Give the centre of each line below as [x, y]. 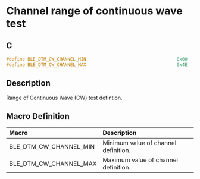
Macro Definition [38, 116]
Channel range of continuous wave [94, 11]
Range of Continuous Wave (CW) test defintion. [65, 98]
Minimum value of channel [140, 143]
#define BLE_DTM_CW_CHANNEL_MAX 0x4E [97, 65]
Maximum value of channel [140, 160]
